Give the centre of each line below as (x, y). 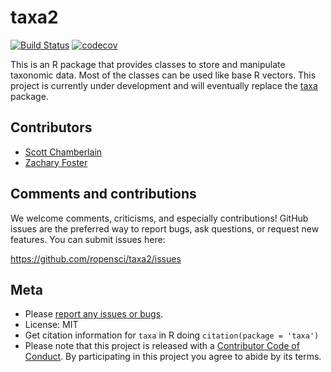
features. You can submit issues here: (88, 239)
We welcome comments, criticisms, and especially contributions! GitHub (159, 218)
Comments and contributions (103, 194)
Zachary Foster (56, 162)
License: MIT (51, 325)
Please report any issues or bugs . (94, 314)
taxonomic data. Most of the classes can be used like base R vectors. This (163, 75)
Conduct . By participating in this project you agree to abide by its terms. (173, 357)
